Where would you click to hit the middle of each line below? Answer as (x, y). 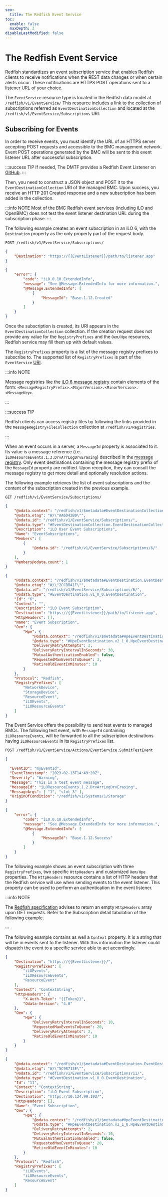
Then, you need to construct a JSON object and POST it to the (69, 182)
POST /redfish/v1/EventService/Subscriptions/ (54, 243)
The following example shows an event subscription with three (69, 866)
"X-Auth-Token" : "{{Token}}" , (54, 999)
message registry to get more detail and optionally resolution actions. (76, 473)
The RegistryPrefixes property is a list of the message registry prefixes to (82, 352)
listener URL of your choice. (34, 88)
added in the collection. (29, 198)
